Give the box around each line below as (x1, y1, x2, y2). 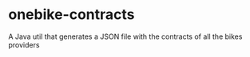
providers (8, 40, 40, 49)
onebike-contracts (8, 6, 135, 24)
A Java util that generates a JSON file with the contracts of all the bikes (8, 32, 243, 41)
